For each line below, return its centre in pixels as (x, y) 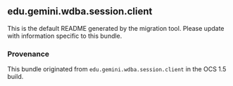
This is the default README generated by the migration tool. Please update (116, 28)
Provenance (29, 54)
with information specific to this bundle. (65, 36)
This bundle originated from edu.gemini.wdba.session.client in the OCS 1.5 (117, 69)
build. (15, 77)
